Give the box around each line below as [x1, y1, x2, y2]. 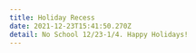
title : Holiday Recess [9, 13, 95, 22]
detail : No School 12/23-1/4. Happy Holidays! [9, 30, 189, 39]
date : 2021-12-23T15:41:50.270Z [9, 22, 132, 31]
